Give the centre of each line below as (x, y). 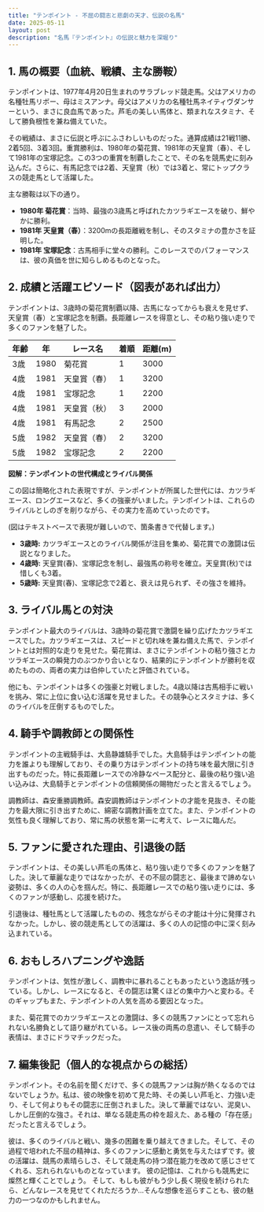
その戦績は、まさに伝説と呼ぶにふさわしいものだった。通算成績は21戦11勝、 (132, 138)
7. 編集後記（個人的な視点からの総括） (101, 1064)
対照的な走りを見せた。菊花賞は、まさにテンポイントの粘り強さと (142, 650)
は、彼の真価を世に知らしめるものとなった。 (92, 260)
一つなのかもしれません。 (63, 1200)
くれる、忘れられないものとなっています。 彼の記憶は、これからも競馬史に (129, 1170)
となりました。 (51, 553)
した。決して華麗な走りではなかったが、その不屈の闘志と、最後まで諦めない (132, 877)
